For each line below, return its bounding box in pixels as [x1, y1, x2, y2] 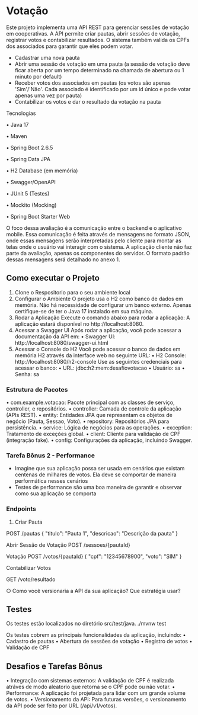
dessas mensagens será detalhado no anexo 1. [6, 256, 120, 263]
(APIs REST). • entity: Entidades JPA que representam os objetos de [6, 412, 173, 419]
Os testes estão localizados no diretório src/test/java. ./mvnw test [6, 620, 167, 627]
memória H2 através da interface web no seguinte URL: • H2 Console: [14, 351, 187, 359]
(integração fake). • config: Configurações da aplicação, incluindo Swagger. [6, 437, 193, 444]
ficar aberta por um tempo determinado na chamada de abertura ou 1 [14, 66, 184, 73]
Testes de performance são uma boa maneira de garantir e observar [14, 484, 182, 491]
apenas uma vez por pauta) [14, 92, 82, 99]
